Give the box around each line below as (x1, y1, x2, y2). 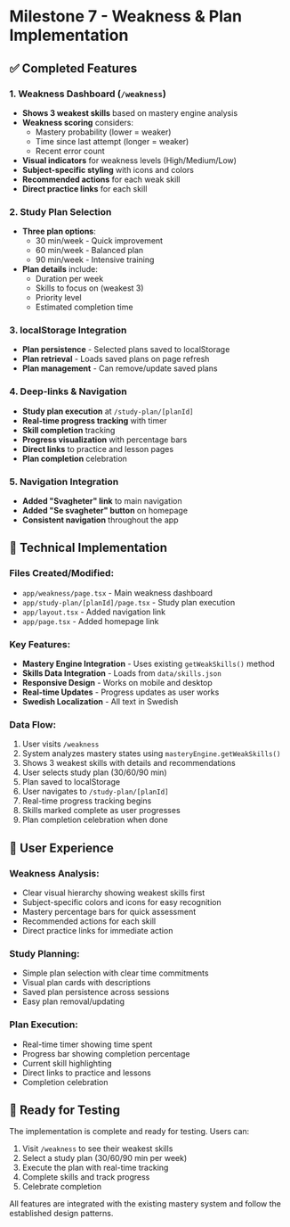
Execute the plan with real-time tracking (21, 1162, 169, 1173)
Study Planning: (9, 947, 80, 959)
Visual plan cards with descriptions (21, 977, 151, 988)
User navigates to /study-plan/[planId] (21, 786, 169, 797)
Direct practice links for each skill (21, 183, 148, 194)
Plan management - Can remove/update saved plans (21, 363, 218, 374)
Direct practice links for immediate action (21, 926, 173, 936)
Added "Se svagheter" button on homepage (21, 506, 189, 516)
